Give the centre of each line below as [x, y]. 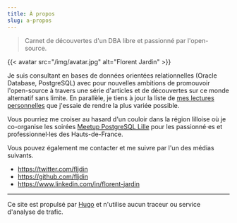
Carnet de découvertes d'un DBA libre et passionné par [105, 40]
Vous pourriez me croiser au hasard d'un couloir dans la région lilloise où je [117, 119]
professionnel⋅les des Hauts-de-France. [65, 134]
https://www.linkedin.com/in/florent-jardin [78, 183]
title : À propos [31, 14]
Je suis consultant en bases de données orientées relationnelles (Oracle [112, 76]
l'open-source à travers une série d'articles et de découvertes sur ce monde [118, 90]
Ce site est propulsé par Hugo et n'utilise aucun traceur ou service [104, 204]
